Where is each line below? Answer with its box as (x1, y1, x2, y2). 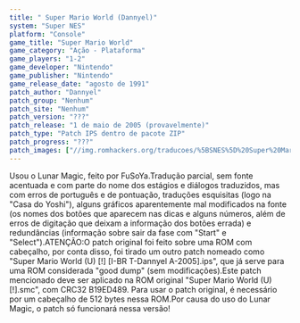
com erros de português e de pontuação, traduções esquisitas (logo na (9, 189, 272, 200)
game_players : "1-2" (9, 54, 87, 63)
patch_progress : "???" (9, 137, 94, 146)
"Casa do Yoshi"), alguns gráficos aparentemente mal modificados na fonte (9, 198, 287, 210)
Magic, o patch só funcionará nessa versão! (9, 302, 171, 313)
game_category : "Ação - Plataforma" (9, 46, 146, 55)
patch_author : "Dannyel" (9, 87, 102, 96)
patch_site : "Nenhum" (9, 104, 90, 113)
